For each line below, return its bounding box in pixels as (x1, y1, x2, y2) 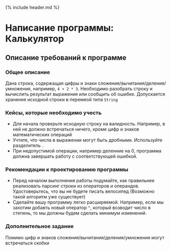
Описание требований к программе (5, 53, 127, 62)
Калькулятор (5, 33, 64, 45)
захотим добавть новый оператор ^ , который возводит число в (12, 205, 151, 211)
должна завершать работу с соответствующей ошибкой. (12, 153, 138, 160)
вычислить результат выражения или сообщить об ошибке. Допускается (5, 91, 165, 97)
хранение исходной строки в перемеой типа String (5, 96, 118, 103)
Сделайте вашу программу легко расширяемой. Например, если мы (12, 199, 164, 206)
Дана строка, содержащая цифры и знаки (5, 80, 97, 86)
